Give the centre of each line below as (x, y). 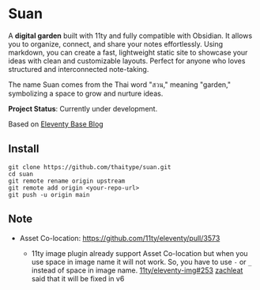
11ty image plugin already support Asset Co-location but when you (139, 253)
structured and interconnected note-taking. (79, 69)
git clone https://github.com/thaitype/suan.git (90, 167)
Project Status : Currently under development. (83, 108)
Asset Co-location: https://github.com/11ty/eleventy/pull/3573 (120, 238)
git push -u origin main (49, 194)
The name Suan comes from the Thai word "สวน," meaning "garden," (120, 85)
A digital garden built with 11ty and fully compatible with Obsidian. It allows (130, 36)
